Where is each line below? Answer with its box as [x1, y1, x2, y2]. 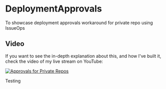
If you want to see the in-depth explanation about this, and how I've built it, [5, 53, 161, 59]
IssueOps [5, 25, 25, 31]
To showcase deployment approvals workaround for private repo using [5, 20, 153, 26]
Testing [5, 77, 21, 83]
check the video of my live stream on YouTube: [5, 58, 103, 64]
